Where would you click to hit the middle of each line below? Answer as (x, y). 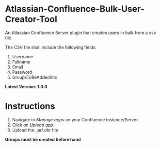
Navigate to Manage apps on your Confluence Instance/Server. (75, 119)
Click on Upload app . (33, 125)
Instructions (30, 106)
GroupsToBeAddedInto (35, 77)
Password (22, 72)
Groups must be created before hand (43, 139)
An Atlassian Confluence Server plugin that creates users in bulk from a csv (80, 33)
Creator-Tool (31, 19)
